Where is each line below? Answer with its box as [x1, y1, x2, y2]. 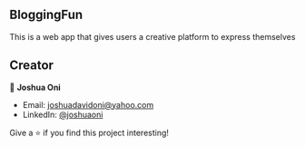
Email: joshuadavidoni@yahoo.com [22, 99, 154, 110]
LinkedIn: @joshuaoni [22, 109, 103, 120]
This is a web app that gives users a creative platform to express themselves [9, 31, 296, 42]
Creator [9, 58, 54, 73]
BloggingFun [9, 7, 84, 23]
